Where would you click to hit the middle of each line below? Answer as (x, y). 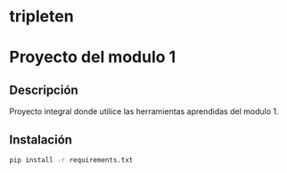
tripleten (41, 16)
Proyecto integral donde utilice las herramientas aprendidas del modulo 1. (144, 111)
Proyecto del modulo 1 (93, 58)
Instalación (41, 140)
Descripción (44, 90)
